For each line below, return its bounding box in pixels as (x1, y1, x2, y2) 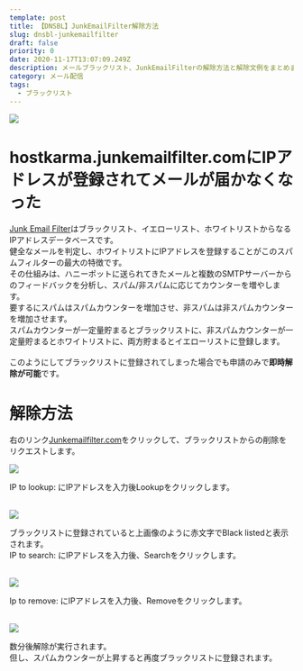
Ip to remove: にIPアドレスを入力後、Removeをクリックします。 (9, 595, 247, 606)
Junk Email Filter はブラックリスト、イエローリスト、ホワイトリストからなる (9, 223, 291, 234)
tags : (9, 80, 30, 89)
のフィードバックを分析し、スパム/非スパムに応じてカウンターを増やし (9, 280, 273, 291)
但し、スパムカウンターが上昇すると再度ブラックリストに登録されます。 (9, 652, 278, 663)
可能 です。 (24, 368, 65, 379)
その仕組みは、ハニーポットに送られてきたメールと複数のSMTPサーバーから (9, 268, 292, 279)
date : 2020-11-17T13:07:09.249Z (9, 55, 131, 64)
